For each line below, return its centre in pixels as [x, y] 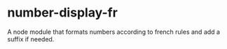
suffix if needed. [31, 39]
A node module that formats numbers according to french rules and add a [114, 32]
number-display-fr [62, 13]
